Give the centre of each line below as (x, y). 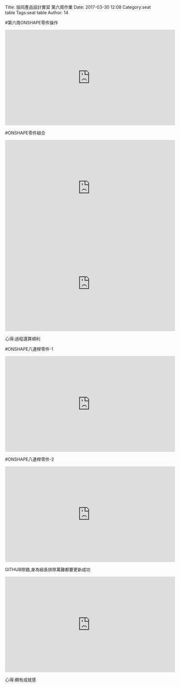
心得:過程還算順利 (23, 339)
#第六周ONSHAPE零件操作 (32, 23)
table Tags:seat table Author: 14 (37, 13)
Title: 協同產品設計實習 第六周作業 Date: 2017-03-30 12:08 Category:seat (78, 7)
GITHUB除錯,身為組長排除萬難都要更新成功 (48, 569)
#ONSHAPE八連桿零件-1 (29, 349)
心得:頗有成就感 (21, 680)
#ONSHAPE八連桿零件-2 (30, 459)
